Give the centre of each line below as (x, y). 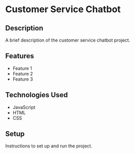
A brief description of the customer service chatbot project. (68, 40)
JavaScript (24, 107)
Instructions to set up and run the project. (49, 146)
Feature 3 (23, 79)
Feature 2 (23, 73)
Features (20, 56)
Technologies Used (36, 95)
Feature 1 (22, 68)
